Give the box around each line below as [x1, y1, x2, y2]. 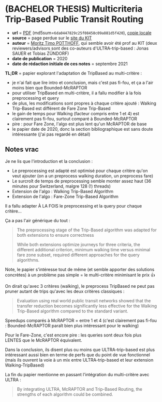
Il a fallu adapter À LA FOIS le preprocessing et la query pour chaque [5, 203, 142, 209]
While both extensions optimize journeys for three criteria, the [16, 242, 140, 247]
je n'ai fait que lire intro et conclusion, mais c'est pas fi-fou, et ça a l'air [12, 79, 154, 86]
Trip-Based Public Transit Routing [5, 14, 144, 25]
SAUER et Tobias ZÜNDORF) [12, 50, 69, 56]
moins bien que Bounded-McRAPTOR [12, 85, 88, 90]
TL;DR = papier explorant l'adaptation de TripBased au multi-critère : [5, 70, 142, 76]
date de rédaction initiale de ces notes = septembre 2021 [12, 61, 128, 67]
